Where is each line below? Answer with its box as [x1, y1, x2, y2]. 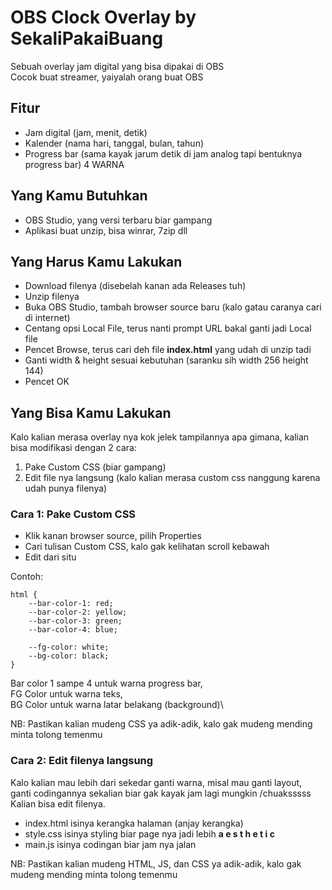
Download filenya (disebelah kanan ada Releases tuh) [24, 280, 247, 292]
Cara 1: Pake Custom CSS [10, 507, 137, 521]
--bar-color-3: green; [28, 616, 123, 626]
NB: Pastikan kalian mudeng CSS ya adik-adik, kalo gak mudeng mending [10, 718, 313, 730]
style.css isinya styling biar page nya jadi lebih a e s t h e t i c [24, 827, 275, 840]
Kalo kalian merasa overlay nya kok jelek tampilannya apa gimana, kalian [10, 431, 310, 443]
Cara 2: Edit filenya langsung [10, 754, 154, 768]
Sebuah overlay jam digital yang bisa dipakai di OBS [10, 60, 225, 72]
